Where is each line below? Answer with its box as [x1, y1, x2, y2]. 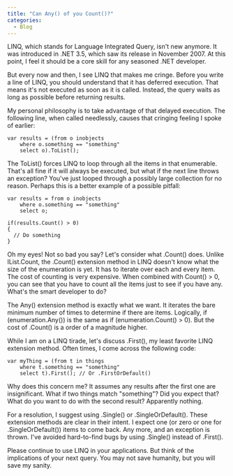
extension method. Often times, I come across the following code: [7, 344, 197, 353]
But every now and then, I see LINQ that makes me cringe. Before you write [7, 71, 224, 79]
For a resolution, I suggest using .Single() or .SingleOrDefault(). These [7, 410, 208, 419]
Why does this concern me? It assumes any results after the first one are [7, 382, 216, 391]
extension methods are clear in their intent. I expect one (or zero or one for [7, 418, 222, 426]
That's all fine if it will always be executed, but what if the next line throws [7, 167, 220, 175]
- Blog [13, 23, 33, 30]
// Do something [13, 232, 61, 239]
